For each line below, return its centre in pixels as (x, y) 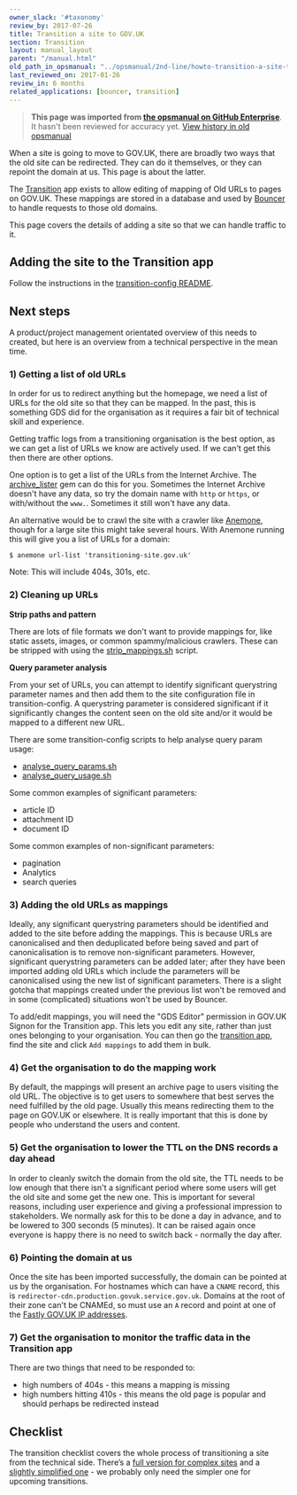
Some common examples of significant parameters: (103, 792)
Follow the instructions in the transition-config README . (111, 284)
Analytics (39, 872)
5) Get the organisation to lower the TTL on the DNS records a (144, 1148)
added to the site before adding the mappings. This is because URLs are (141, 934)
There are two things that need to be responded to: (103, 1368)
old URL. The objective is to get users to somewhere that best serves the (142, 1096)
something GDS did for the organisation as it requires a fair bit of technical (145, 412)
